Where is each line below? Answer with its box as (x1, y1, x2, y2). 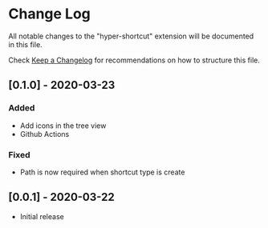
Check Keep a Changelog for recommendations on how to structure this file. (8, 55, 261, 65)
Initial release (19, 211, 64, 221)
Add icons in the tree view (19, 121, 107, 130)
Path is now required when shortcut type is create (19, 167, 185, 177)
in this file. (8, 39, 43, 49)
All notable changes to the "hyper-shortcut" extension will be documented (8, 31, 254, 41)
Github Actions (19, 129, 70, 138)
